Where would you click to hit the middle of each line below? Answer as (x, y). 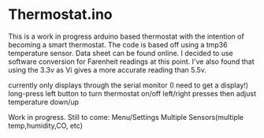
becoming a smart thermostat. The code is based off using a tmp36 (118, 44)
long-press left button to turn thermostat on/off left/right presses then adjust (132, 93)
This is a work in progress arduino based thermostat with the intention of (126, 36)
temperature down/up (44, 102)
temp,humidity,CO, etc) (46, 125)
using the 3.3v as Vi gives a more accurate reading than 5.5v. (108, 69)
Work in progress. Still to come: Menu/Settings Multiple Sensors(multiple (126, 117)
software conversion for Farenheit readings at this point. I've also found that (131, 62)
